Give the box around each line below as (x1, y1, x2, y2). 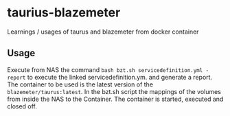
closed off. (7, 102, 38, 111)
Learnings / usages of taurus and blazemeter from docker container (7, 27, 199, 36)
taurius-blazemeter (7, 5, 121, 21)
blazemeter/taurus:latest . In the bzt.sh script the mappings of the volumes (7, 87, 222, 95)
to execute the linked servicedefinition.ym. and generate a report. (27, 73, 213, 81)
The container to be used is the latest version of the (7, 80, 153, 89)
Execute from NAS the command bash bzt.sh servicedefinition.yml (7, 65, 203, 73)
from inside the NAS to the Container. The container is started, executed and (7, 95, 224, 103)
